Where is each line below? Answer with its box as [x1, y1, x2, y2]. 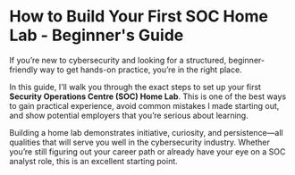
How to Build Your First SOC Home [9, 6, 268, 27]
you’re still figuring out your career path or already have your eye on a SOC [9, 146, 286, 157]
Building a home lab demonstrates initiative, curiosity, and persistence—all [9, 127, 283, 137]
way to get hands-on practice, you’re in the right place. [39, 64, 243, 75]
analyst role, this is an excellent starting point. [9, 155, 179, 166]
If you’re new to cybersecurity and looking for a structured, [9, 54, 227, 65]
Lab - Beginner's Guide [9, 25, 184, 46]
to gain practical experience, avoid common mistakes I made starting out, [9, 100, 280, 111]
